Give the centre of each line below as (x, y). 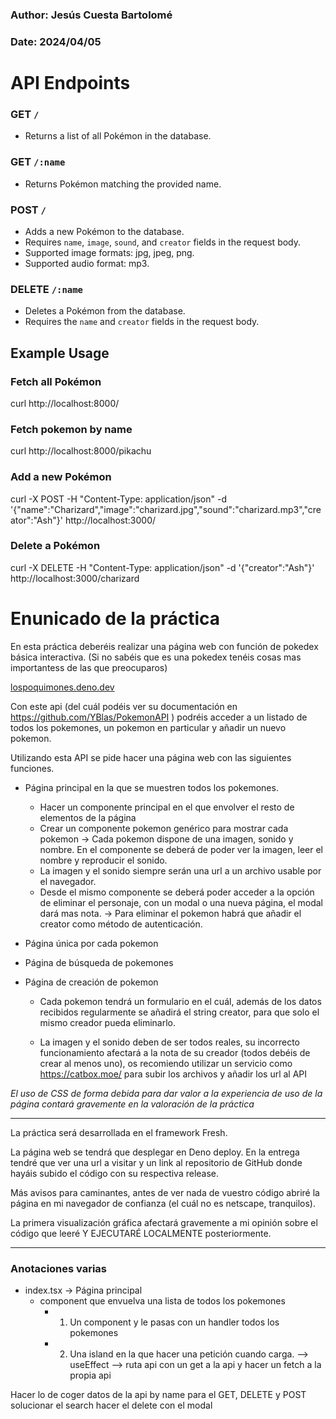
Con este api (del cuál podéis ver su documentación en (124, 706)
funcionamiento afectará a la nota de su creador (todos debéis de (175, 1052)
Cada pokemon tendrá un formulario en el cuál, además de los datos (180, 1001)
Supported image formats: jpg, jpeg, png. (109, 252)
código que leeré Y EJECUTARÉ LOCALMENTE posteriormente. (141, 1233)
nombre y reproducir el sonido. (103, 860)
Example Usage (60, 353)
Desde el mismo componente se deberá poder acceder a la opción (177, 892)
